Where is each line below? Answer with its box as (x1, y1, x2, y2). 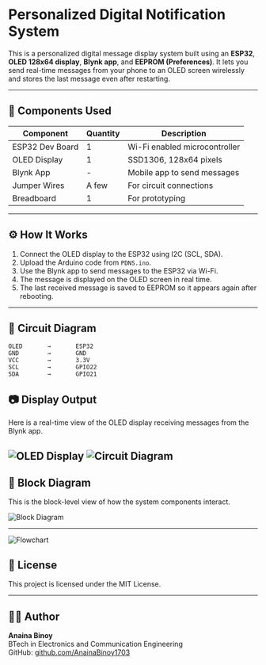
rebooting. (19, 291, 54, 300)
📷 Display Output (8, 392, 97, 406)
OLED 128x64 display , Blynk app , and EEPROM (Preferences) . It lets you (8, 57, 249, 67)
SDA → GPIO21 (8, 370, 97, 378)
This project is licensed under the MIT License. (8, 579, 161, 589)
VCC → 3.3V (8, 357, 90, 365)
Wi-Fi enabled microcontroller (127, 141, 241, 152)
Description (161, 128, 207, 139)
